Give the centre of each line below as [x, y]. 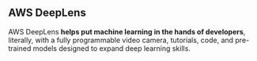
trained [20, 48]
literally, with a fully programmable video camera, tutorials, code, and [121, 40]
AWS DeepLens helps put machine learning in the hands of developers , [127, 31]
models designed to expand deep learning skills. [112, 48]
